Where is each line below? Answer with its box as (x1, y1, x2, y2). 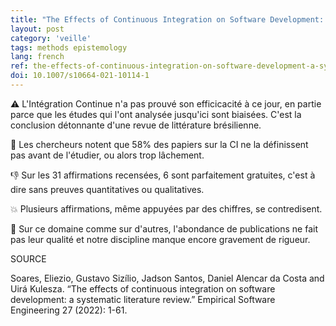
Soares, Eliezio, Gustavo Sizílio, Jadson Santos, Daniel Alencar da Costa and (10, 272, 325, 284)
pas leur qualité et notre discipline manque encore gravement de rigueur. (10, 233, 311, 245)
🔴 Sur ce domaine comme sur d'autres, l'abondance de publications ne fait (10, 222, 318, 235)
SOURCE (10, 252, 47, 265)
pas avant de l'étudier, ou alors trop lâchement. (10, 149, 205, 161)
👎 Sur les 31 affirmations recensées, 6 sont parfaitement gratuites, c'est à (10, 169, 316, 181)
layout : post (10, 24, 65, 34)
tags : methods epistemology (10, 42, 128, 53)
